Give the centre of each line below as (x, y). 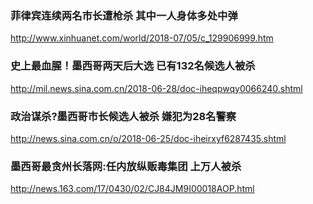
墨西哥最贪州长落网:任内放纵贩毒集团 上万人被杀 (126, 166)
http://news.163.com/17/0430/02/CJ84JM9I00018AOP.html (132, 189)
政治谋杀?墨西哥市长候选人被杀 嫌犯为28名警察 (123, 116)
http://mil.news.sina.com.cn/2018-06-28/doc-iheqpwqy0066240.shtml (156, 88)
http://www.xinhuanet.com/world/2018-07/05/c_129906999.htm (142, 38)
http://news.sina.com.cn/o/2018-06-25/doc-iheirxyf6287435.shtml (148, 138)
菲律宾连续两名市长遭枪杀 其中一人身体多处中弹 (124, 15)
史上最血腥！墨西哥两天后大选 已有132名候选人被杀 (133, 66)
